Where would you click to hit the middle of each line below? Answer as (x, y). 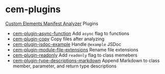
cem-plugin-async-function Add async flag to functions (71, 33)
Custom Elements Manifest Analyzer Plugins (52, 23)
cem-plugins (33, 9)
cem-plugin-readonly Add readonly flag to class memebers (75, 55)
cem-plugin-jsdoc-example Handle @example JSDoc (67, 44)
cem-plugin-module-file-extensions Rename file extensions (76, 50)
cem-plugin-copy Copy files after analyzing (58, 39)
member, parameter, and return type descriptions (64, 66)
